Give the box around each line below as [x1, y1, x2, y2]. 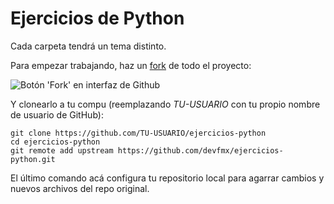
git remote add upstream [10, 145, 114, 156]
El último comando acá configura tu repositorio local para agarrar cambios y [10, 172, 325, 184]
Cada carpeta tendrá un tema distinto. [10, 40, 167, 52]
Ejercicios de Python [10, 7, 185, 30]
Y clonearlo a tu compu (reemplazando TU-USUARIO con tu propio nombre [10, 98, 321, 110]
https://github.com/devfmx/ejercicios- [117, 145, 284, 156]
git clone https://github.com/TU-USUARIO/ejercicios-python [10, 128, 267, 138]
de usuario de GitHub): [10, 108, 104, 121]
